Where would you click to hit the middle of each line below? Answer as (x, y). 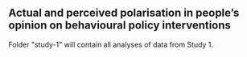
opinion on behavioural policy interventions (120, 26)
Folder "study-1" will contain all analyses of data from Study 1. (111, 44)
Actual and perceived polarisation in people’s (124, 13)
